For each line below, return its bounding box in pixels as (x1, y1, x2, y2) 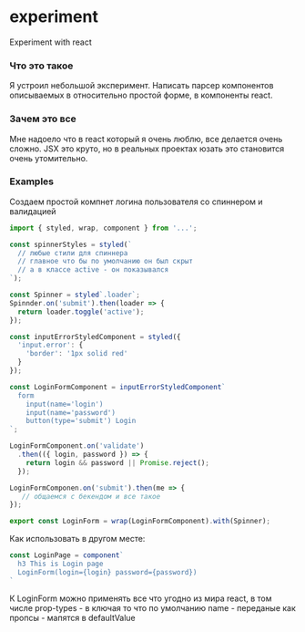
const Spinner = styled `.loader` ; (9, 290, 141, 300)
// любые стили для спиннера (17, 248, 128, 257)
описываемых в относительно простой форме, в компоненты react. (9, 89, 273, 101)
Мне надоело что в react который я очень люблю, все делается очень (9, 133, 283, 144)
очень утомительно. (9, 152, 88, 163)
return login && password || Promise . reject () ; (25, 458, 209, 467)
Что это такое (9, 59, 74, 72)
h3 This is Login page (17, 559, 104, 569)
